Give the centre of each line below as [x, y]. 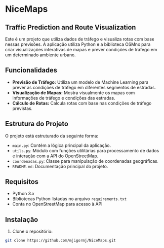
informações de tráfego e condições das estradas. [63, 98]
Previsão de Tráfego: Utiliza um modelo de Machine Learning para [80, 82]
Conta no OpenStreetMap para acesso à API [57, 204]
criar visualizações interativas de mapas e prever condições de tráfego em [81, 50]
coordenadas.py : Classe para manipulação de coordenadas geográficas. [85, 161]
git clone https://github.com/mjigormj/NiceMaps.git [61, 241]
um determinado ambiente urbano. [41, 55]
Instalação [22, 220]
